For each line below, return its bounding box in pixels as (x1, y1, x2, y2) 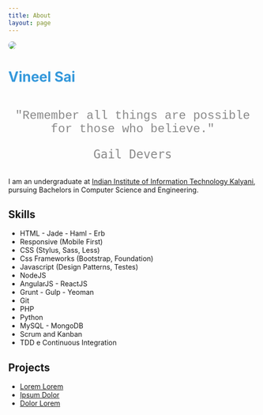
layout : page (8, 19, 51, 27)
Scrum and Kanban (19, 330, 83, 339)
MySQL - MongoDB (19, 321, 84, 330)
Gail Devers (93, 147, 172, 162)
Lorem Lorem (19, 382, 64, 391)
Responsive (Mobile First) (19, 237, 103, 247)
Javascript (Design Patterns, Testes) (19, 262, 139, 272)
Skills (8, 207, 36, 221)
